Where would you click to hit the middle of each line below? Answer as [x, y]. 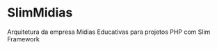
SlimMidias [40, 13]
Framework [23, 39]
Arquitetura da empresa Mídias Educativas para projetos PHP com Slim [109, 32]
